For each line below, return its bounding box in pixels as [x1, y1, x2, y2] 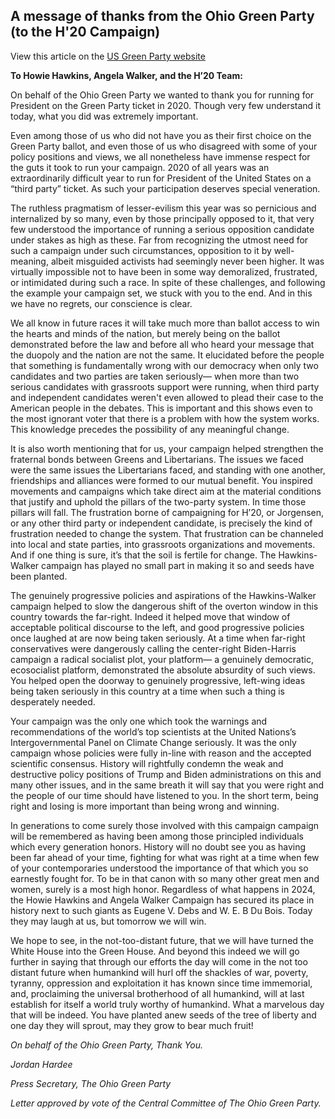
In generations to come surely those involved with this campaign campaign [10, 819, 320, 831]
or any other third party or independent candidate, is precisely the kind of [10, 517, 313, 529]
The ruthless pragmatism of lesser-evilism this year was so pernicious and [10, 202, 317, 214]
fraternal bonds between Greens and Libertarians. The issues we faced [10, 453, 304, 465]
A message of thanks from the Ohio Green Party [10, 8, 315, 25]
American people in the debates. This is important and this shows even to [10, 402, 313, 414]
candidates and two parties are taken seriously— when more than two [10, 370, 300, 382]
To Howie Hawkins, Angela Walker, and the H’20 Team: [10, 69, 243, 81]
